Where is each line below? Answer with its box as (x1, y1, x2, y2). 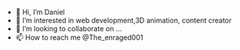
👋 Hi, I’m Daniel (15, 8, 65, 16)
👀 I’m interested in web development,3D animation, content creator (15, 16, 232, 25)
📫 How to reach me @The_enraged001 (15, 33, 144, 42)
